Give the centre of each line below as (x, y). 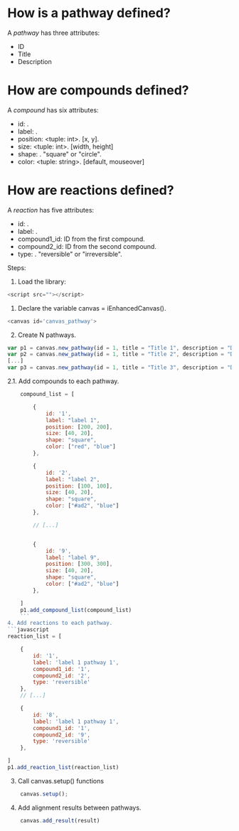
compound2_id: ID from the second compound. (87, 246)
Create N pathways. (47, 335)
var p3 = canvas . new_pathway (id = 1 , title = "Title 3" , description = (116, 368)
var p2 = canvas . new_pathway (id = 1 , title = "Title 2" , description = (116, 354)
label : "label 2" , (73, 479)
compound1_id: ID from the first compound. (81, 239)
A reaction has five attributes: (51, 210)
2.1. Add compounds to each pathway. (63, 381)
